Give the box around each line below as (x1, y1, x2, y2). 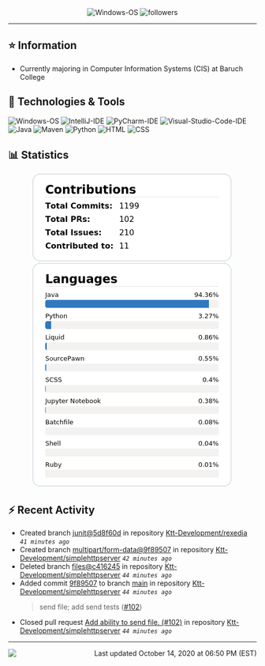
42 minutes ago (121, 555, 172, 563)
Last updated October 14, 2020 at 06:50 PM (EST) (94, 649, 257, 658)
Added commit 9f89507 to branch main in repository (19, 578, 191, 588)
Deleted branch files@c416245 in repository (19, 562, 163, 571)
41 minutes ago (19, 538, 70, 546)
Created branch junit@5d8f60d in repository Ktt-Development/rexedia (19, 529, 248, 538)
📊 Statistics (8, 149, 69, 162)
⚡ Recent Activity (8, 503, 95, 517)
